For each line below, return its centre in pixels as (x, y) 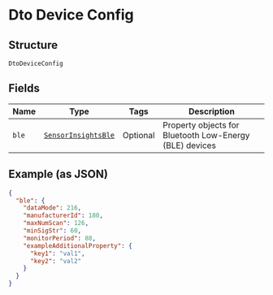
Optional (139, 135)
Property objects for (201, 125)
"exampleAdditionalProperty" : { (78, 245)
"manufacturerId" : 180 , (63, 216)
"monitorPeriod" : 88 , (59, 238)
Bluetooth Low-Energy (206, 135)
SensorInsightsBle (79, 135)
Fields (24, 88)
